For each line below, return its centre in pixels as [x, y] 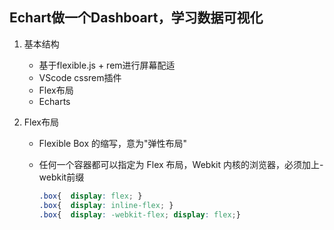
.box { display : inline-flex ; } [106, 205]
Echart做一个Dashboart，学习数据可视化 [136, 18]
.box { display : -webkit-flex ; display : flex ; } [139, 214]
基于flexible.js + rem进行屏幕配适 [107, 65]
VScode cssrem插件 [80, 77]
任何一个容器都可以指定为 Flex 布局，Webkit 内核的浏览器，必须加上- [181, 164]
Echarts [54, 101]
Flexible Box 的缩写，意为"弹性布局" [113, 143]
